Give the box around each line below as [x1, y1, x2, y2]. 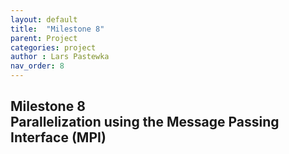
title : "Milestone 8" [10, 24, 105, 34]
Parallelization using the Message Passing [10, 114, 280, 131]
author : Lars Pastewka [10, 52, 110, 62]
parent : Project [10, 33, 78, 43]
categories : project [10, 42, 97, 53]
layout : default [10, 14, 78, 25]
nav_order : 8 [10, 61, 65, 71]
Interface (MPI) [10, 129, 107, 146]
